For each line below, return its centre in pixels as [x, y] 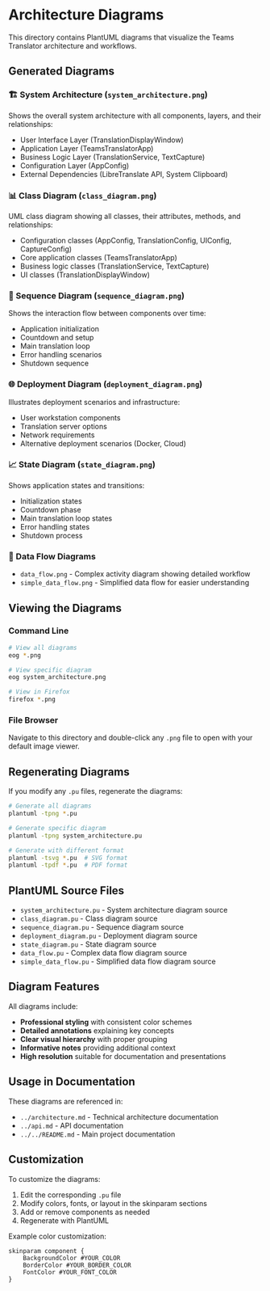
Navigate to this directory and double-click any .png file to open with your [131, 738]
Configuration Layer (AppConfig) [75, 165]
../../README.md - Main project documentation [98, 1134]
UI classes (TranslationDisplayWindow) [85, 274]
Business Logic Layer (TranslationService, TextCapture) [112, 157]
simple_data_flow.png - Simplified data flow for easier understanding [135, 583]
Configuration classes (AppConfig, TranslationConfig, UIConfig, [126, 240]
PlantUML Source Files [66, 890]
